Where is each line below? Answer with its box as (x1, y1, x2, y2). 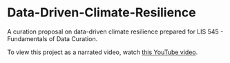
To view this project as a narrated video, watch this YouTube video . (7, 48, 198, 56)
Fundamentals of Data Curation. (7, 34, 98, 42)
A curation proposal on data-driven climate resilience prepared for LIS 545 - (7, 27, 224, 36)
